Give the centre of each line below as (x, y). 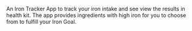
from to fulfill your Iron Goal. (41, 22)
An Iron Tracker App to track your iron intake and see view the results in (96, 9)
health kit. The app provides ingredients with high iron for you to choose (96, 15)
